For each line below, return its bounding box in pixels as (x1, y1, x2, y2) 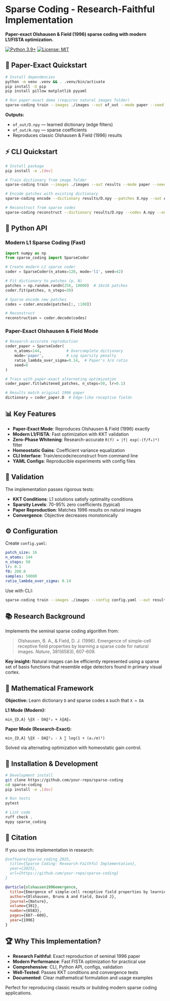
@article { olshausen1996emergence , (5, 884, 78, 889)
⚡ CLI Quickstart (5, 148, 58, 156)
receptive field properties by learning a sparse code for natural (17, 643, 149, 650)
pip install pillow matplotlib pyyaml (5, 89, 87, 94)
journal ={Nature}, (10, 899, 49, 904)
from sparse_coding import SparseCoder (5, 255, 90, 261)
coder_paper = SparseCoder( (5, 344, 65, 349)
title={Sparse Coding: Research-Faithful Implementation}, (10, 861, 137, 867)
